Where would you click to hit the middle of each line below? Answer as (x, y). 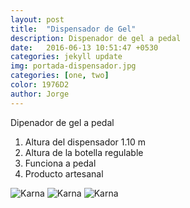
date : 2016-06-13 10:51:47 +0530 (84, 47)
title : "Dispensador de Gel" (73, 29)
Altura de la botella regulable (84, 152)
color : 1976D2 (40, 85)
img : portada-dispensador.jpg (73, 66)
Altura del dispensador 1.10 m (85, 142)
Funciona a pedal (60, 163)
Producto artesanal (64, 173)
